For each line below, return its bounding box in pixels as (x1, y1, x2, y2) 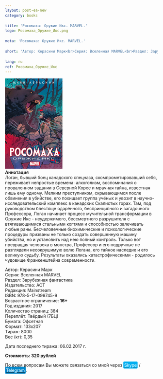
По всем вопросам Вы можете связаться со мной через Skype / (5, 362, 141, 368)
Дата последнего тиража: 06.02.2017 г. (5, 343, 86, 349)
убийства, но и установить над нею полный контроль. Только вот (5, 236, 141, 243)
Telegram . (6, 367, 27, 373)
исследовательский (5, 200, 47, 206)
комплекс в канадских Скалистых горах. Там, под (47, 200, 151, 206)
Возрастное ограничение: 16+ (5, 298, 68, 304)
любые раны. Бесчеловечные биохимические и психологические (5, 226, 142, 232)
